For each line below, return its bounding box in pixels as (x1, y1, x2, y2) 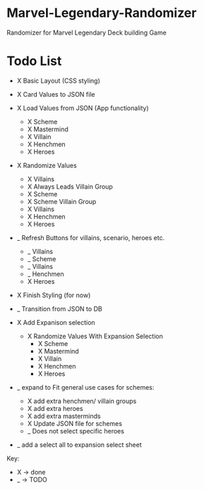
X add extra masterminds (27, 412, 101, 420)
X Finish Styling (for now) (16, 291, 91, 299)
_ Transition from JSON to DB (16, 304, 103, 313)
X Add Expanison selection (16, 318, 96, 326)
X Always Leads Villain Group (27, 182, 114, 191)
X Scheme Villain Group (27, 197, 97, 205)
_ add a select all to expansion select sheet (16, 440, 142, 449)
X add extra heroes (27, 404, 83, 412)
